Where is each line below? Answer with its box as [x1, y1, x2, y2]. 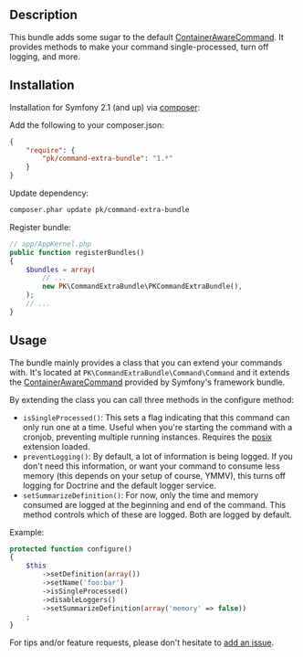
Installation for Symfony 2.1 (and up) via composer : [9, 101, 201, 112]
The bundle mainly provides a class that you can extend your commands [9, 356, 283, 368]
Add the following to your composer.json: [9, 119, 164, 131]
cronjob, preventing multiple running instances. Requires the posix [22, 431, 273, 442]
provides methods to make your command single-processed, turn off [9, 41, 269, 52]
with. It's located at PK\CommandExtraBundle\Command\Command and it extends [9, 366, 290, 377]
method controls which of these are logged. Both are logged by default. [22, 509, 292, 520]
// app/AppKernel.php [9, 239, 92, 249]
